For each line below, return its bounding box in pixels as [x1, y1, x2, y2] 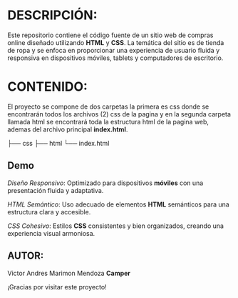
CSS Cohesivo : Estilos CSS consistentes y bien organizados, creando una [7, 222, 224, 230]
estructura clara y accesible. [7, 207, 91, 216]
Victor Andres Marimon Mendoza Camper [7, 269, 130, 277]
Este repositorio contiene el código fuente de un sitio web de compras [7, 31, 214, 39]
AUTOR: [7, 250, 44, 262]
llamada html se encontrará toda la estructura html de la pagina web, [7, 117, 209, 126]
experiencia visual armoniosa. [7, 229, 95, 237]
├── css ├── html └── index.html [7, 139, 110, 147]
